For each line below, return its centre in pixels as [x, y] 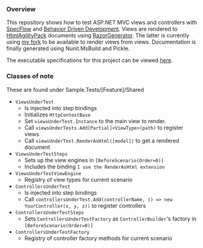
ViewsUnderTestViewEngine [48, 173]
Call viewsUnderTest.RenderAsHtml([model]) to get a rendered [102, 140]
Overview [21, 9]
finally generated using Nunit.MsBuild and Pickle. [68, 48]
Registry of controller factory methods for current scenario [98, 238]
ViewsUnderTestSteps [41, 154]
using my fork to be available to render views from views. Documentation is [101, 42]
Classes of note [30, 77]
